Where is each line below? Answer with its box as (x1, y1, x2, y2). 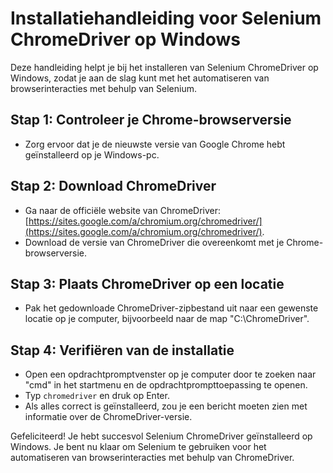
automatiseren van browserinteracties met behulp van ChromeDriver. (10, 452, 295, 464)
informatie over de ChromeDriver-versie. (24, 411, 193, 423)
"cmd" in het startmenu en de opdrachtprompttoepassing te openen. (24, 379, 308, 391)
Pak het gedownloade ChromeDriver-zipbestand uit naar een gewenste (24, 302, 319, 314)
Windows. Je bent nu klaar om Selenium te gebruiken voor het (10, 441, 267, 453)
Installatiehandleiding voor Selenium (10, 7, 322, 30)
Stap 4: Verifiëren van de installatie (10, 342, 235, 359)
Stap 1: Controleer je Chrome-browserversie (10, 112, 292, 129)
